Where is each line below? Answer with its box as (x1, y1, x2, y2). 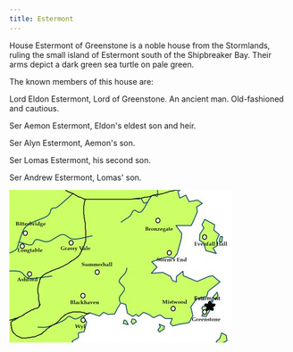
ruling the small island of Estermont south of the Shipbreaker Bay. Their (9, 49, 272, 60)
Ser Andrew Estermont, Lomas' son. (9, 172, 142, 183)
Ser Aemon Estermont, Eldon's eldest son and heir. (9, 120, 197, 131)
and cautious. (9, 102, 60, 113)
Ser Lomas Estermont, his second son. (9, 154, 152, 165)
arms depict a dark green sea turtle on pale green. (9, 59, 195, 70)
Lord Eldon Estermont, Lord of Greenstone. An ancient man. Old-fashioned (9, 94, 284, 104)
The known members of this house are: (9, 76, 154, 86)
